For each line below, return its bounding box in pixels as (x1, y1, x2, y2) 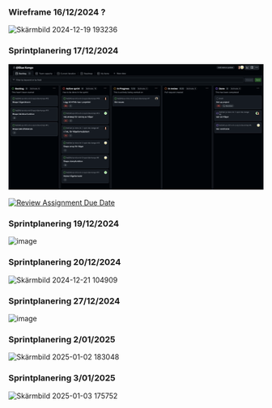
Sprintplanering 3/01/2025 (8, 372, 116, 384)
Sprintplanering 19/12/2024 (8, 218, 120, 229)
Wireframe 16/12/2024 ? (8, 6, 106, 18)
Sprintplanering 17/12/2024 (8, 45, 119, 57)
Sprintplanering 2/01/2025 (8, 334, 116, 345)
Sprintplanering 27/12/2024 (8, 295, 121, 306)
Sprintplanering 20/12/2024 (8, 257, 121, 268)
